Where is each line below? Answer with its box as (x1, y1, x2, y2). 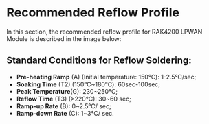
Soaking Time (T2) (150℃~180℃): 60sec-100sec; (16, 80, 161, 88)
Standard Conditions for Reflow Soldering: (6, 55, 192, 66)
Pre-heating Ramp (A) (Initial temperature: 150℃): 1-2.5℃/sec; (16, 73, 197, 81)
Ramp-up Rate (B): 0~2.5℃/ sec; (16, 101, 111, 110)
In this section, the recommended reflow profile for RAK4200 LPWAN (6, 27, 203, 36)
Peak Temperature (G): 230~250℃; (16, 87, 118, 95)
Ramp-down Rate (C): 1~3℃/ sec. (16, 109, 114, 117)
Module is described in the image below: (6, 34, 122, 42)
